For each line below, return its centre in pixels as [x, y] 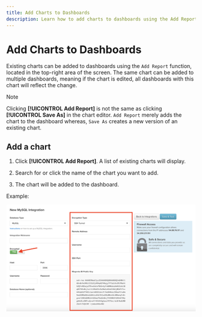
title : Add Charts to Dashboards [48, 13]
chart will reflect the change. [42, 85]
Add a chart [29, 146]
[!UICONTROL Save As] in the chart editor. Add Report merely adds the [94, 115]
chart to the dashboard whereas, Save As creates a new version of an [92, 122]
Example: [18, 196]
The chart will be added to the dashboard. [67, 185]
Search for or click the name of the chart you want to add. [87, 173]
